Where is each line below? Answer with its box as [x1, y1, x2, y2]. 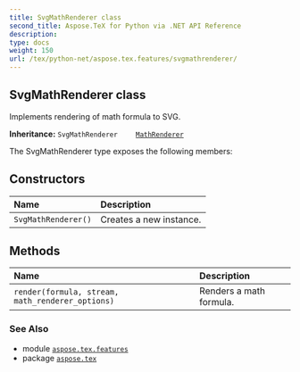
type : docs [9, 37, 50, 47]
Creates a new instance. [100, 213, 202, 226]
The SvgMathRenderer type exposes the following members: [9, 145, 233, 156]
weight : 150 [9, 46, 54, 55]
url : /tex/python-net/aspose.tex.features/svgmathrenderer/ [9, 54, 238, 63]
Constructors [9, 171, 86, 187]
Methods [9, 244, 61, 259]
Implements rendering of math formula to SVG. [9, 111, 181, 121]
